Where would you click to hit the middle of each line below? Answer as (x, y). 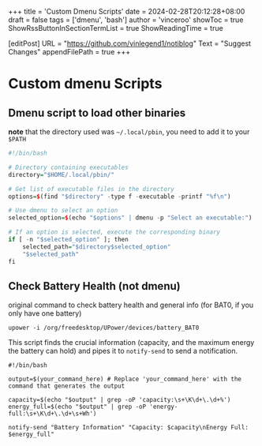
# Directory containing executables (68, 167)
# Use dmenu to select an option (63, 211)
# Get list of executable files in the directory (92, 189)
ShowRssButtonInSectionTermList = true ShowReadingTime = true (116, 28)
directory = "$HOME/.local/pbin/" (61, 174)
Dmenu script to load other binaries (97, 112)
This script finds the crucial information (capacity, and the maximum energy (131, 343)
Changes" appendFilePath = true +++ (69, 52)
